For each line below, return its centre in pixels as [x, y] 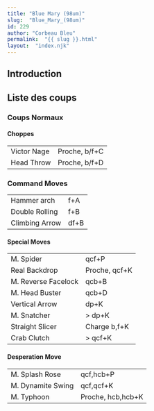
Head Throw [31, 162]
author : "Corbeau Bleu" [42, 33]
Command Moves [37, 183]
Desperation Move [34, 357]
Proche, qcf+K [109, 270]
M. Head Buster [36, 293]
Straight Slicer [34, 327]
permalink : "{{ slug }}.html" [52, 40]
